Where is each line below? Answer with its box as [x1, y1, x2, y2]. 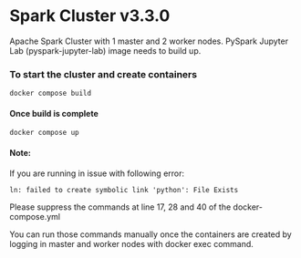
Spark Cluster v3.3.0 [9, 5, 171, 26]
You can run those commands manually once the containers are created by [9, 229, 292, 240]
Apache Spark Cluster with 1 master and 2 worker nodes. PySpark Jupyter [9, 36, 289, 46]
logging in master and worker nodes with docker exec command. [9, 238, 254, 249]
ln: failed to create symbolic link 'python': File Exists [9, 185, 239, 194]
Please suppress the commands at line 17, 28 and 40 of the [9, 201, 232, 212]
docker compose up [9, 129, 79, 138]
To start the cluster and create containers [9, 67, 198, 80]
